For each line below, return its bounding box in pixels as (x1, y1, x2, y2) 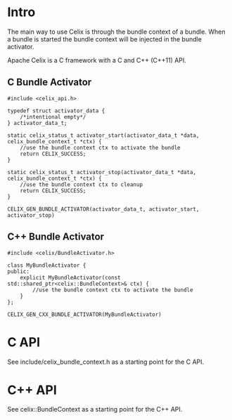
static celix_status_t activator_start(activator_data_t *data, (7, 131, 200, 139)
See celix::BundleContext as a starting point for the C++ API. (7, 405, 183, 414)
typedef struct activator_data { (7, 107, 105, 114)
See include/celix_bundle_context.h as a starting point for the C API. (7, 357, 205, 366)
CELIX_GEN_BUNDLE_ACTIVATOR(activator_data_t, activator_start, (7, 205, 200, 213)
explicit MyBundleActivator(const (20, 274, 121, 281)
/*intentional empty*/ (20, 113, 86, 120)
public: (7, 268, 30, 275)
